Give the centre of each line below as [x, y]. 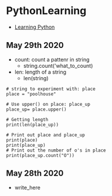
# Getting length [27, 119]
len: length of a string [40, 72]
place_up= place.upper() [36, 109]
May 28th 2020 [35, 173]
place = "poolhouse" [31, 94]
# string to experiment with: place [51, 89]
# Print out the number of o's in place [56, 150]
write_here [28, 187]
